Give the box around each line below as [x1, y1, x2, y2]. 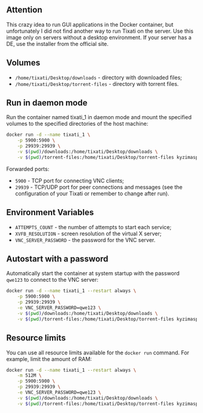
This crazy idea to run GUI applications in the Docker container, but [6, 21, 174, 28]
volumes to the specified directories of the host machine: [6, 120, 149, 128]
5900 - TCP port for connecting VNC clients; [14, 177, 124, 184]
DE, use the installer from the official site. [6, 40, 109, 47]
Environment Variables [6, 207, 94, 218]
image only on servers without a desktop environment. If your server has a [6, 33, 192, 41]
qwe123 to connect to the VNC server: [6, 276, 98, 284]
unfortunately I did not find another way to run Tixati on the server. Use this [6, 27, 194, 34]
